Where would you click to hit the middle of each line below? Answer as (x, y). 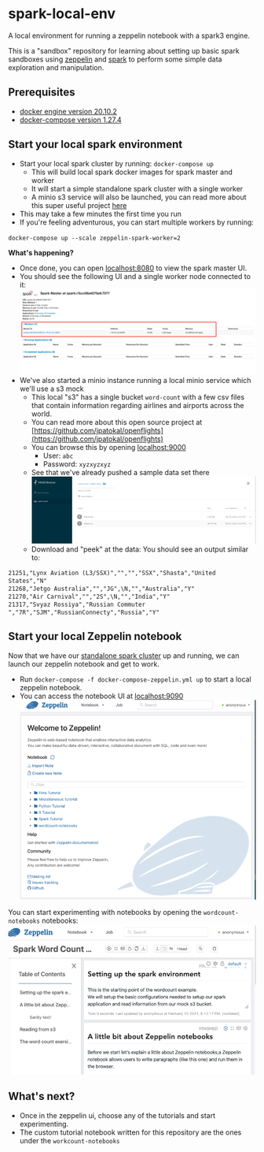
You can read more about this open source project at (117, 422)
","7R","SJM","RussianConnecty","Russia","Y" (84, 612)
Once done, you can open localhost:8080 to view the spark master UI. (133, 268)
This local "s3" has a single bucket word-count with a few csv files (138, 397)
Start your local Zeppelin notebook (95, 636)
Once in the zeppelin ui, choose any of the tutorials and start (117, 1115)
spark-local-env (62, 14)
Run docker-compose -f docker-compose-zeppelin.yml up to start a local (135, 679)
